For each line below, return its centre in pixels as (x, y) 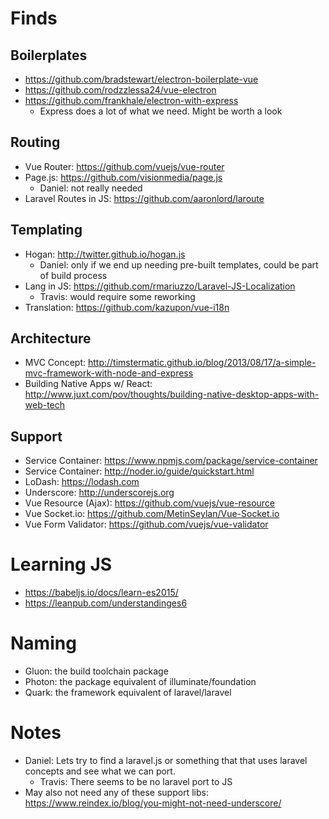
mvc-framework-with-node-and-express (109, 373)
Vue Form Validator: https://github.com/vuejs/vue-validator (146, 524)
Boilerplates (49, 55)
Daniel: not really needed (91, 188)
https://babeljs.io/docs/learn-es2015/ (101, 593)
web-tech (45, 405)
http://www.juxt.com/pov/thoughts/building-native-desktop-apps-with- (172, 394)
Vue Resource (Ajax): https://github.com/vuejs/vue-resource (150, 503)
